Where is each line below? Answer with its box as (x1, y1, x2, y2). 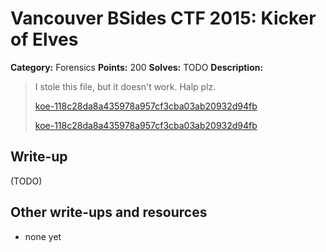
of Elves (10, 28, 79, 51)
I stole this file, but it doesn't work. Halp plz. (34, 80, 217, 92)
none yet (24, 230, 62, 242)
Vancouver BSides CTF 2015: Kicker (10, 7, 317, 30)
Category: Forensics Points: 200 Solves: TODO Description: (10, 61, 264, 73)
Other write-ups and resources (10, 204, 208, 221)
